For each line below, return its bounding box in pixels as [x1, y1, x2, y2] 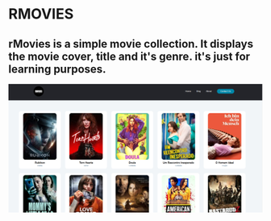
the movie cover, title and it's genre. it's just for [8, 49, 251, 63]
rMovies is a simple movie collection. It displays [8, 37, 254, 51]
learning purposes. [8, 62, 106, 76]
